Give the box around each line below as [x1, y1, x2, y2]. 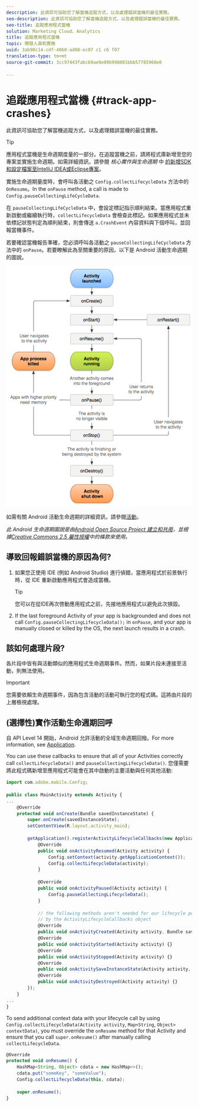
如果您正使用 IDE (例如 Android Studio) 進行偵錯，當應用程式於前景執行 [14, 569, 187, 576]
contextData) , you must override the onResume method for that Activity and [6, 1027, 186, 1034]
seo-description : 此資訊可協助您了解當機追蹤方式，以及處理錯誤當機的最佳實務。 [6, 15, 183, 22]
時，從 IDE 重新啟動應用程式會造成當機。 [14, 576, 114, 583]
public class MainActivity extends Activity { [6, 792, 123, 797]
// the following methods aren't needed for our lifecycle [37, 910, 186, 916]
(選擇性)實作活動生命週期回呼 [6, 718, 113, 728]
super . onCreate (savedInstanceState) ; [27, 817, 120, 823]
